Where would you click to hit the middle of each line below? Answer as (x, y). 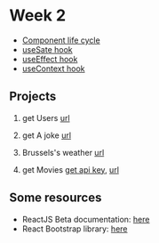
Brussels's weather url (63, 152)
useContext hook (53, 69)
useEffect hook (50, 59)
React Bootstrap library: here (75, 229)
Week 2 (38, 16)
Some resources (56, 198)
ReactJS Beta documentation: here (86, 219)
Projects (33, 97)
